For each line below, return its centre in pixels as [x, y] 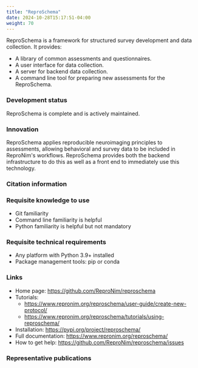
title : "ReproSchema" [34, 12]
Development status [37, 100]
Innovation [22, 129]
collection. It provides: [34, 47]
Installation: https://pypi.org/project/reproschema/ [78, 329]
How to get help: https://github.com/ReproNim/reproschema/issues [99, 342]
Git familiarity [32, 214]
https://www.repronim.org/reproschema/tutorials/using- [94, 316]
